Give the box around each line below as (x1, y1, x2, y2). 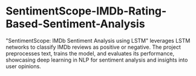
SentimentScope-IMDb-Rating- (5, 4, 167, 18)
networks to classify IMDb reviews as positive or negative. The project (5, 43, 181, 51)
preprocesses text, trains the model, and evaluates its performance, (5, 49, 175, 57)
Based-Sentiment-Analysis (5, 17, 146, 31)
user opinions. (5, 62, 42, 70)
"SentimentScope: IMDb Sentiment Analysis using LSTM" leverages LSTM (5, 37, 191, 44)
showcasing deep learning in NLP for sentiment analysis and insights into (5, 56, 188, 63)
